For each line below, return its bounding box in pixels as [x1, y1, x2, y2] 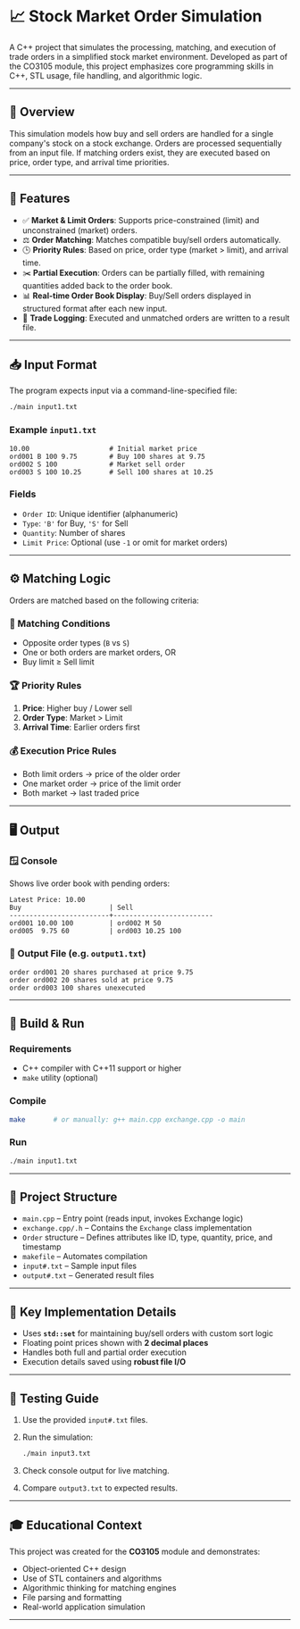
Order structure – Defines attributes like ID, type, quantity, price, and [21, 1232, 273, 1243]
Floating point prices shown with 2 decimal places [21, 1338, 209, 1349]
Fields [9, 488, 37, 500]
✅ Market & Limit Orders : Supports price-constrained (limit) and [21, 214, 260, 225]
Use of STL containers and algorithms [21, 1573, 162, 1583]
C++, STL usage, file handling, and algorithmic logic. [9, 70, 203, 80]
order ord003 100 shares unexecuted [9, 983, 146, 992]
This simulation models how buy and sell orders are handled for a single [9, 128, 274, 138]
